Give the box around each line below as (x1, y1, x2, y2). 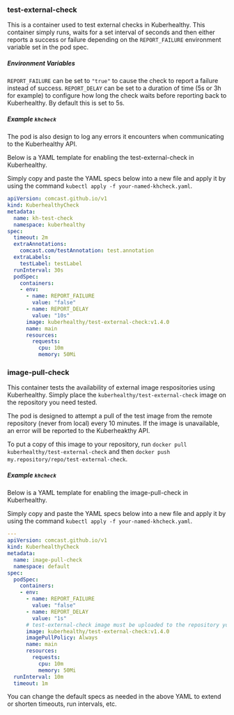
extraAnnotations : (13, 241, 68, 248)
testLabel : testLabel (19, 260, 82, 267)
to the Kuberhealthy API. (7, 140, 78, 148)
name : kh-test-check (13, 214, 73, 221)
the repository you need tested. (7, 398, 97, 406)
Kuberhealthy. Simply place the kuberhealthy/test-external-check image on (7, 391, 226, 399)
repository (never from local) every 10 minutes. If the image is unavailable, (7, 419, 220, 427)
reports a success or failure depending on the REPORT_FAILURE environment (7, 36, 221, 44)
